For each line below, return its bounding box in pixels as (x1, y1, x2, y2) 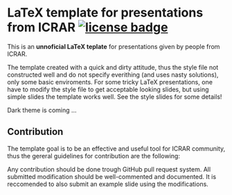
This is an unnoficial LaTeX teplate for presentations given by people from (7, 42, 220, 50)
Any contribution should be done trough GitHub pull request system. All (7, 165, 211, 174)
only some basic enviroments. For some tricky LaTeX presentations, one (7, 77, 213, 86)
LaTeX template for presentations (7, 5, 204, 21)
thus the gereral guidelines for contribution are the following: (7, 151, 180, 160)
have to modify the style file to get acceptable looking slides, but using (7, 85, 209, 93)
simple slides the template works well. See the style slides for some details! (7, 92, 222, 101)
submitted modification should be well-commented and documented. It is (7, 172, 217, 180)
